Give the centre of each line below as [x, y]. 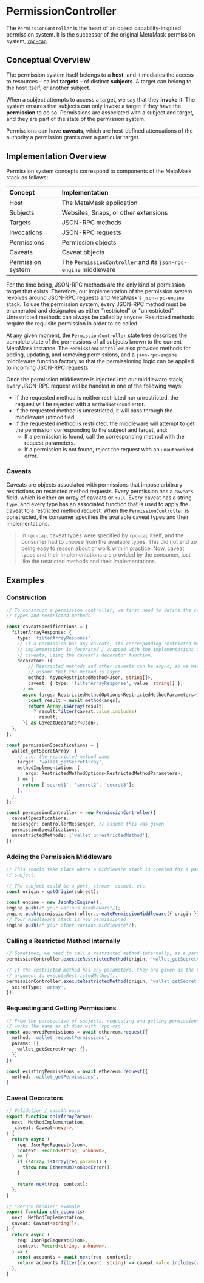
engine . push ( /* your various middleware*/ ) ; [63, 908]
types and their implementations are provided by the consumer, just [106, 554]
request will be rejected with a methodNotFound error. [80, 404]
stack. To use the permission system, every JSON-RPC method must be [96, 304]
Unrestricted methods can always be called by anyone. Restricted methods [100, 317]
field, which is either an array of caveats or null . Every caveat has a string [99, 498]
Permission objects [89, 242]
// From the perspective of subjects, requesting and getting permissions [103, 1021]
